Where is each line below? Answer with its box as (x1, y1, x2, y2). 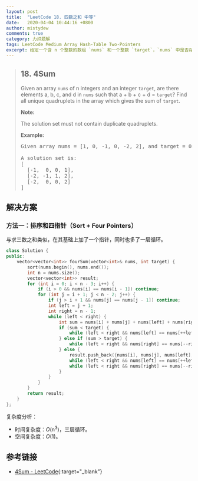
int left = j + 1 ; (48, 303, 94, 309)
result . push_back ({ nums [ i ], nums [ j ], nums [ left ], (69, 352, 194, 358)
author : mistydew (6, 25, 49, 31)
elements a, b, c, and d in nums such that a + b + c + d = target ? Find (20, 91, 187, 98)
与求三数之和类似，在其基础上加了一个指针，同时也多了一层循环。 (6, 236, 166, 243)
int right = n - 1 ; (48, 308, 96, 314)
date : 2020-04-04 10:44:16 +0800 (6, 19, 94, 25)
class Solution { (6, 248, 49, 254)
